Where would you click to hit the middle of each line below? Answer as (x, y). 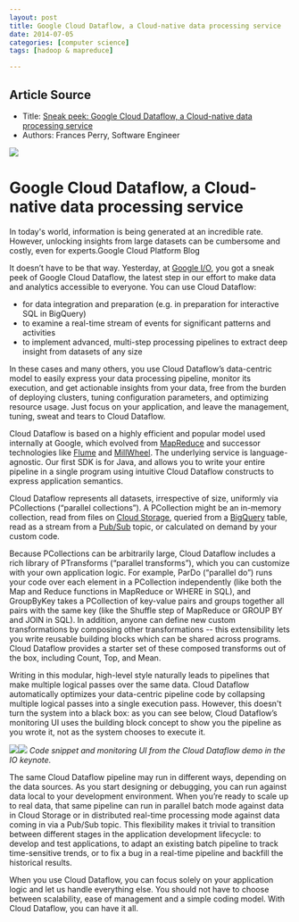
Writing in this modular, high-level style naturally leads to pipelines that (139, 675)
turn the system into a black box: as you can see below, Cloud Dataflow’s (144, 713)
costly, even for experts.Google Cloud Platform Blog (105, 250)
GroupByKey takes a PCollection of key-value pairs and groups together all (147, 601)
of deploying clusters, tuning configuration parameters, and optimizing (139, 397)
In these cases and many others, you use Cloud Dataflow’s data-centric (141, 369)
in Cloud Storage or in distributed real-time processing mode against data (145, 815)
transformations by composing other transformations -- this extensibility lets (149, 629)
